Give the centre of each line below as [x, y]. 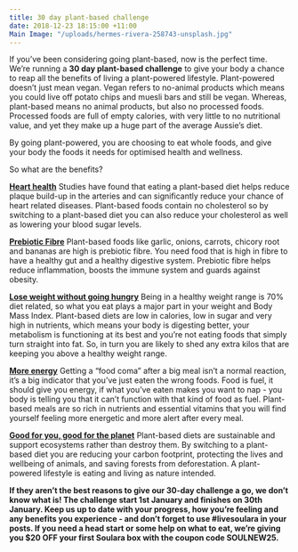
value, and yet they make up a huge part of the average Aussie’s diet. [136, 126]
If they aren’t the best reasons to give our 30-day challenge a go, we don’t [149, 491]
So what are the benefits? [56, 169]
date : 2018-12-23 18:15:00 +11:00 [73, 26]
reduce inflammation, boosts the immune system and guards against [135, 270]
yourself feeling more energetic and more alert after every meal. [127, 418]
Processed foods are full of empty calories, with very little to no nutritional [145, 116]
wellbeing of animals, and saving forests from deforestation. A [123, 464]
